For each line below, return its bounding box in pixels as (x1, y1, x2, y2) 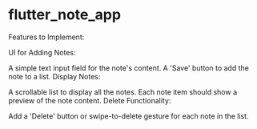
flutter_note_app (8, 6, 122, 24)
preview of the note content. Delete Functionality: (8, 95, 171, 105)
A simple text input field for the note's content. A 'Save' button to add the (8, 62, 250, 73)
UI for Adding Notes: (8, 47, 76, 57)
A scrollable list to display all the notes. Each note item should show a (8, 87, 238, 97)
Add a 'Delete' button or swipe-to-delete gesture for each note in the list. (8, 111, 250, 121)
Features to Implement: (8, 32, 85, 42)
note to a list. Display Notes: (8, 71, 101, 81)
